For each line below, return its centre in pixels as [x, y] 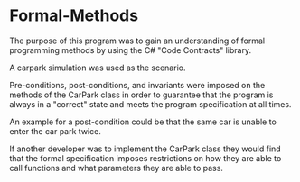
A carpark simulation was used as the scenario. [98, 68]
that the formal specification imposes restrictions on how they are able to [145, 158]
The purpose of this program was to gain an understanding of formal [137, 41]
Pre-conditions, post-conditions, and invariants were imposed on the [137, 85]
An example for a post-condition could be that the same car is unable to [143, 122]
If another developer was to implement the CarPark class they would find [145, 149]
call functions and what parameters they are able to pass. [117, 168]
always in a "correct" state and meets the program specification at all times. [150, 104]
